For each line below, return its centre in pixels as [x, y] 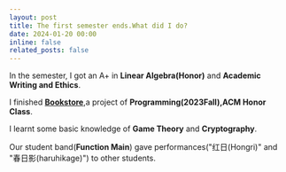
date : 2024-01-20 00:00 [53, 34]
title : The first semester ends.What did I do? [99, 26]
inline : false [35, 42]
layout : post [33, 17]
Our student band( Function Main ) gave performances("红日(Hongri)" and [143, 147]
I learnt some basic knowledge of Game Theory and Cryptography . [133, 129]
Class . [21, 112]
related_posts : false [49, 51]
